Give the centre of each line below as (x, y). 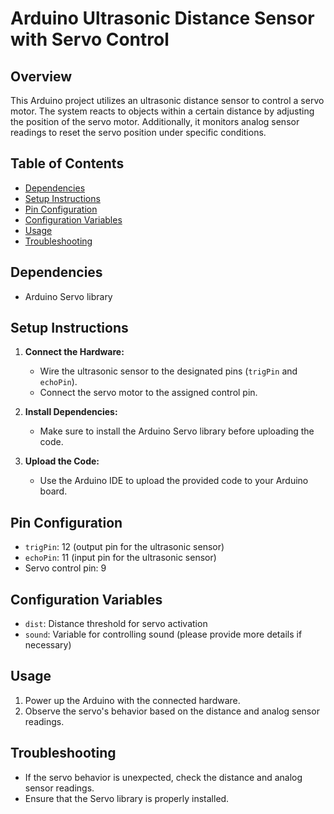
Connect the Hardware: (74, 352)
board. (53, 491)
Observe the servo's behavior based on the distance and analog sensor (172, 711)
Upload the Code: (62, 461)
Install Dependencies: (71, 412)
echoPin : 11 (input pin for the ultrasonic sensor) (120, 558)
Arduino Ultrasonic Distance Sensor (162, 18)
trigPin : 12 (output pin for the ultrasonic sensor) (124, 547)
